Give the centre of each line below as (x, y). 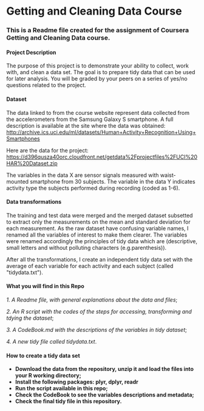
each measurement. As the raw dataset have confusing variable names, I (97, 228)
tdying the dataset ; (30, 318)
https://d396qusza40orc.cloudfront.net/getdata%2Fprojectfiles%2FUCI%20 (102, 157)
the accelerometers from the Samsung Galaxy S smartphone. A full (90, 119)
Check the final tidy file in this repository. (68, 401)
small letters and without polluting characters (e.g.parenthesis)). (87, 247)
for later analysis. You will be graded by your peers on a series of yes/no (97, 79)
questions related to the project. (46, 85)
